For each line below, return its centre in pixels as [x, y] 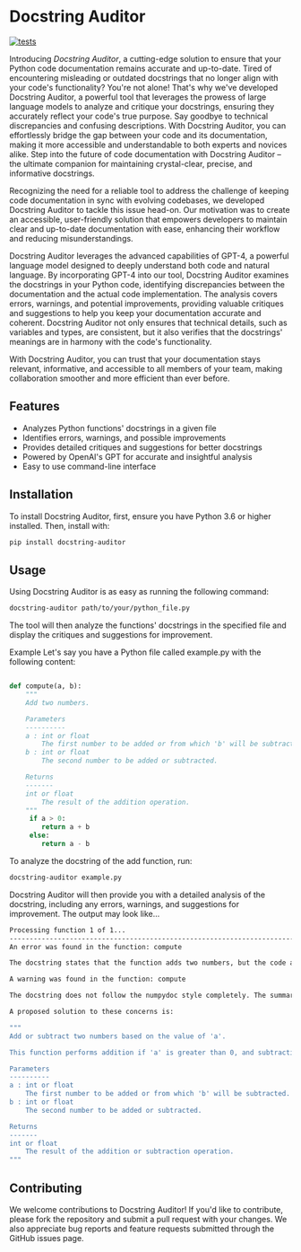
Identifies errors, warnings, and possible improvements [124, 437]
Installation [41, 494]
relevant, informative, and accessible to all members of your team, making [146, 368]
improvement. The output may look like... [85, 913]
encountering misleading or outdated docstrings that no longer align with [144, 77]
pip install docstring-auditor [68, 542]
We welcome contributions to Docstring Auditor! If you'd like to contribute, [146, 1209]
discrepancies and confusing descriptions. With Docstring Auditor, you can [148, 125]
